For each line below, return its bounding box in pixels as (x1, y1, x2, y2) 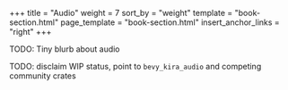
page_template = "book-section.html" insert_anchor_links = (60, 17, 280, 28)
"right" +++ (9, 27, 52, 37)
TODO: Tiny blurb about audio (9, 44, 120, 54)
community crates (9, 70, 76, 81)
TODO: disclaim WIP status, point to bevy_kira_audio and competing (9, 61, 262, 71)
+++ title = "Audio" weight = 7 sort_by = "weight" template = (9, 8, 233, 18)
